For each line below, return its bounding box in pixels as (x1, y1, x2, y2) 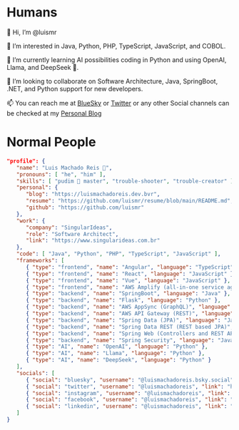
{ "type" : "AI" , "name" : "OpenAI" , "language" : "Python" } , (25, 343, 208, 350)
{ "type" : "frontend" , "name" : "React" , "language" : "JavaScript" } (25, 270, 234, 277)
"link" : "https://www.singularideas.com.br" (25, 237, 161, 245)
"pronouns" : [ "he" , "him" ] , (16, 170, 106, 178)
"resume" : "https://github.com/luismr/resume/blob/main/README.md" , (25, 198, 234, 205)
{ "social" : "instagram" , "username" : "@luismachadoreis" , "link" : (25, 389, 231, 396)
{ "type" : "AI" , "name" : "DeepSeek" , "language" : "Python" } (25, 357, 212, 364)
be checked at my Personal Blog (6, 108, 102, 118)
